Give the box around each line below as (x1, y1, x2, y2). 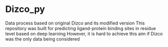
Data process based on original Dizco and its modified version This (5, 20, 145, 26)
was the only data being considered (5, 36, 80, 42)
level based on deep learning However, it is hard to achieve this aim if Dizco (5, 30, 163, 36)
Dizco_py (5, 3, 46, 15)
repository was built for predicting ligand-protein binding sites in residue (5, 25, 156, 31)
